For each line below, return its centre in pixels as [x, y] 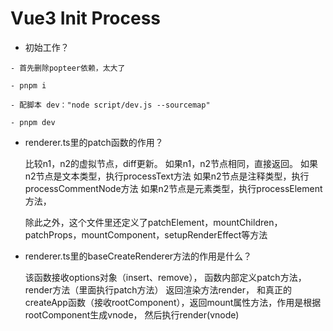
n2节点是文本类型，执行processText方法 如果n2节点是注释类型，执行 [167, 176]
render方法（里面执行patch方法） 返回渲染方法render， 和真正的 [158, 289]
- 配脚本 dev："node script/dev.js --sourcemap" [110, 105]
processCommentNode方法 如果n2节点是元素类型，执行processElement [173, 188]
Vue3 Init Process [86, 18]
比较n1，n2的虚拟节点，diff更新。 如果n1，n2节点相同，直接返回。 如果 [171, 163]
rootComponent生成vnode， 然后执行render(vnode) [132, 314]
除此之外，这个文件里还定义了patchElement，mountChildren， [153, 222]
